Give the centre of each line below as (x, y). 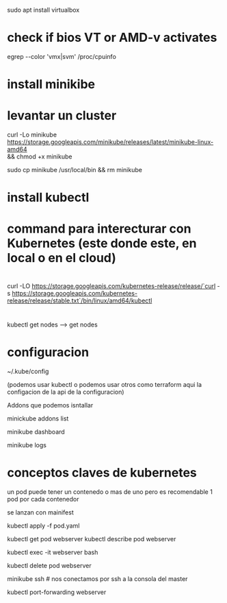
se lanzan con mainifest (40, 512)
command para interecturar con (99, 229)
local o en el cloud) (62, 258)
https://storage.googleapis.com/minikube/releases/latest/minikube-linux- (110, 142)
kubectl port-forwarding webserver (57, 592)
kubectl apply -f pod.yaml (43, 525)
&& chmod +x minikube (40, 156)
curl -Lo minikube (32, 135)
